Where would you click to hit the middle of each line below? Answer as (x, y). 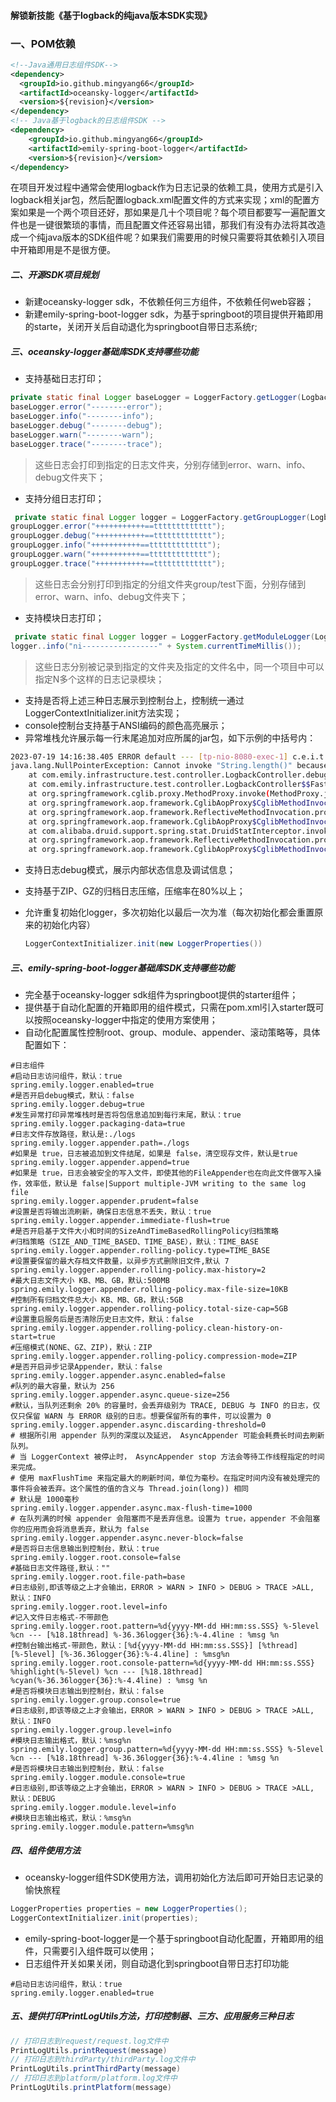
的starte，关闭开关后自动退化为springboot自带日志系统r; (141, 327)
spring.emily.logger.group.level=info (91, 1730)
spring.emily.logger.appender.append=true (100, 1163)
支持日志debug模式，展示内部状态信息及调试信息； (130, 870)
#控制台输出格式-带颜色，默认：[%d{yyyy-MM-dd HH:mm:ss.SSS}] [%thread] (154, 1646)
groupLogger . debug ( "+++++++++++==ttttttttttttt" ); (118, 536)
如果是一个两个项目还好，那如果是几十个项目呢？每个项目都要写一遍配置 (167, 212)
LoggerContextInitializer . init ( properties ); (104, 1918)
